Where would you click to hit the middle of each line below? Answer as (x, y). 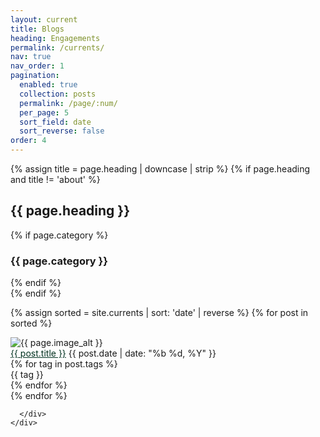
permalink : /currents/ (57, 47)
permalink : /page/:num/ (68, 103)
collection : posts (58, 94)
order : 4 (28, 141)
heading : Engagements (55, 38)
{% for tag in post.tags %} (64, 364)
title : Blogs (37, 29)
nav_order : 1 (37, 66)
